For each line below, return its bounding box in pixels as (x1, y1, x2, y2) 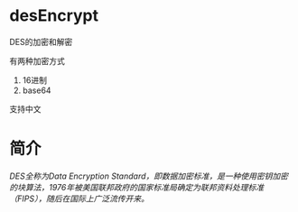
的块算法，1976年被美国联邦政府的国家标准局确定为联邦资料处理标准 (9, 181, 265, 192)
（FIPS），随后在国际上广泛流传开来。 (9, 193, 149, 204)
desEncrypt (9, 5, 99, 26)
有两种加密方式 (9, 55, 65, 66)
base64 (22, 85, 51, 96)
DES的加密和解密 (9, 36, 73, 47)
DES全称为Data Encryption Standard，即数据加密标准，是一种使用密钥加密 (9, 171, 289, 181)
